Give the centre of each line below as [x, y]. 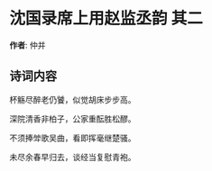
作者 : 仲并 [28, 45]
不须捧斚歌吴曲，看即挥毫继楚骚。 [73, 138]
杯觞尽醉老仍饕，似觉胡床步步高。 [73, 99]
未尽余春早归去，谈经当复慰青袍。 [73, 157]
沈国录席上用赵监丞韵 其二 [106, 18]
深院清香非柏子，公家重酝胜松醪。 [73, 119]
